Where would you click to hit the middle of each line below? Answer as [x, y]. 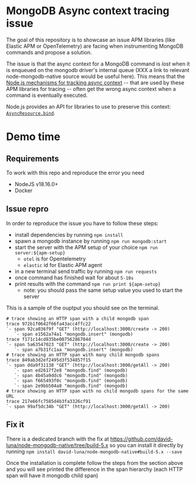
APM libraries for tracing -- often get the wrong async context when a [91, 89]
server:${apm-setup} [40, 253]
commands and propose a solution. [49, 52]
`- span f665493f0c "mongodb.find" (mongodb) [71, 380]
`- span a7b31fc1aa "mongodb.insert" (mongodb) [73, 350]
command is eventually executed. [47, 95]
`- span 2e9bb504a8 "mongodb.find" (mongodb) [71, 386]
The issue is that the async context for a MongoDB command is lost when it [98, 64]
